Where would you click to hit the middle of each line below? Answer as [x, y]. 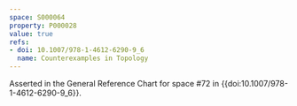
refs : [19, 42]
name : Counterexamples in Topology [83, 58]
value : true [31, 34]
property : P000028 [43, 26]
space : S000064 [37, 17]
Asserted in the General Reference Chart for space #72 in [114, 83]
